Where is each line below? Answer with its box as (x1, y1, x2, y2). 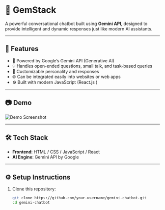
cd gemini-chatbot (12, 200, 50, 205)
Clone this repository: (12, 186, 56, 192)
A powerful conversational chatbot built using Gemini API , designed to (5, 21, 148, 26)
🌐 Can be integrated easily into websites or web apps (12, 74, 121, 79)
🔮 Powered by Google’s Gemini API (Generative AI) (12, 57, 114, 63)
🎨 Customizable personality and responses (12, 68, 99, 74)
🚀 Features (5, 45, 39, 53)
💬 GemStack (5, 4, 56, 16)
